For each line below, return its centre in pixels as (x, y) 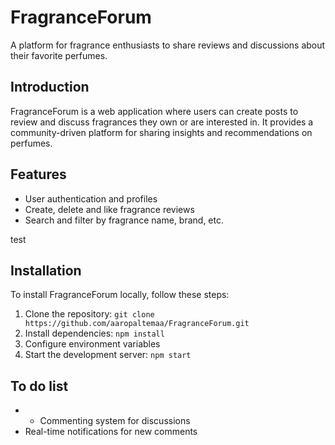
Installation (46, 270)
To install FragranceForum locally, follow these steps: (120, 295)
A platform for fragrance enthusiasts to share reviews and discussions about (168, 45)
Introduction (50, 87)
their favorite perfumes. (59, 55)
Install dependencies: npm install (94, 333)
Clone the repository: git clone (89, 314)
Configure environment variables (92, 344)
